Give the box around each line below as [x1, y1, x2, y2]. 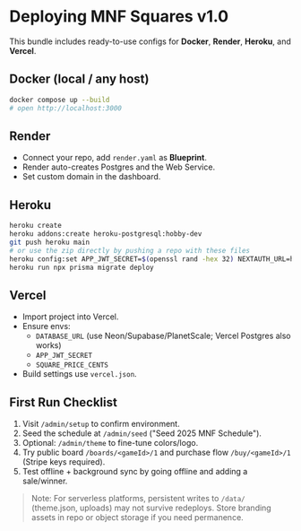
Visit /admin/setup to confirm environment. [21, 419, 181, 429]
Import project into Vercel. [21, 311, 119, 322]
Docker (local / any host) [9, 72, 150, 87]
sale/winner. [21, 475, 68, 486]
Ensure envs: [21, 321, 71, 332]
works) [35, 340, 62, 351]
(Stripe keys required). [21, 457, 106, 467]
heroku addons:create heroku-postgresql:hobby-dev [9, 230, 202, 239]
